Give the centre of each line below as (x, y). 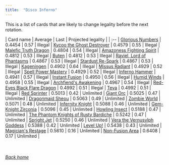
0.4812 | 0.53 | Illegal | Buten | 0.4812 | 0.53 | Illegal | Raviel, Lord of (76, 56)
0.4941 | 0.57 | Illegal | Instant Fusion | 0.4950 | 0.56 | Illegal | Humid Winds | (85, 77)
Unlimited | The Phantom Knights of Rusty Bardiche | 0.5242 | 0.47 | (76, 115)
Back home (17, 157)
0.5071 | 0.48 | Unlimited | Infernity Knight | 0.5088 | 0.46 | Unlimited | (78, 103)
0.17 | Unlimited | (22, 136)
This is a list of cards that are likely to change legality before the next (77, 24)
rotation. (14, 30)
